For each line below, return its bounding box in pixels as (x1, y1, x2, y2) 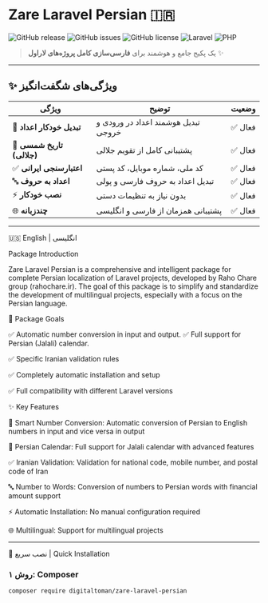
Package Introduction (8, 249, 79, 258)
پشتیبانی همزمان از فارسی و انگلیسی (96, 205, 223, 216)
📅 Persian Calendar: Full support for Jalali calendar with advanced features (8, 441, 254, 451)
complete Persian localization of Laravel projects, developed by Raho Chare (8, 273, 258, 282)
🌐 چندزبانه (12, 205, 48, 216)
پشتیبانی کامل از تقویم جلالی (96, 144, 193, 155)
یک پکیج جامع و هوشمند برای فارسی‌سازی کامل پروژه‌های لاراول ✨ (27, 48, 224, 58)
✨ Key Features (8, 401, 60, 411)
